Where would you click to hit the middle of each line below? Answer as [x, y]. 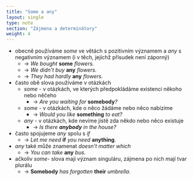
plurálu [23, 165]
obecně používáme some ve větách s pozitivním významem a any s [98, 51]
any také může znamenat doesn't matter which [73, 146]
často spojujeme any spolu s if [53, 134]
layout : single [25, 17]
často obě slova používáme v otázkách [63, 83]
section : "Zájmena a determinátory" [52, 28]
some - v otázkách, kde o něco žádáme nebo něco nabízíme [98, 108]
